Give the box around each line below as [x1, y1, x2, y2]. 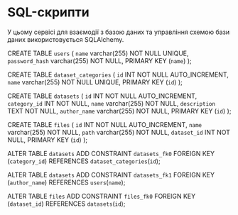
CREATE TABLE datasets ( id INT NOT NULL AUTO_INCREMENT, [7, 92, 198, 100]
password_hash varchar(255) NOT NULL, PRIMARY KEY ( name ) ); [7, 56, 192, 65]
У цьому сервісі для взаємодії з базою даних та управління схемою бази [7, 28, 230, 36]
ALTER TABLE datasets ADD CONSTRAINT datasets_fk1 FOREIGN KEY [7, 170, 215, 179]
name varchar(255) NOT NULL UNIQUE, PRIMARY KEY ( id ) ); [7, 77, 183, 86]
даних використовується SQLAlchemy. [7, 35, 124, 43]
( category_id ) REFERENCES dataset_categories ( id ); [7, 157, 161, 165]
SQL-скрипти [7, 4, 90, 21]
